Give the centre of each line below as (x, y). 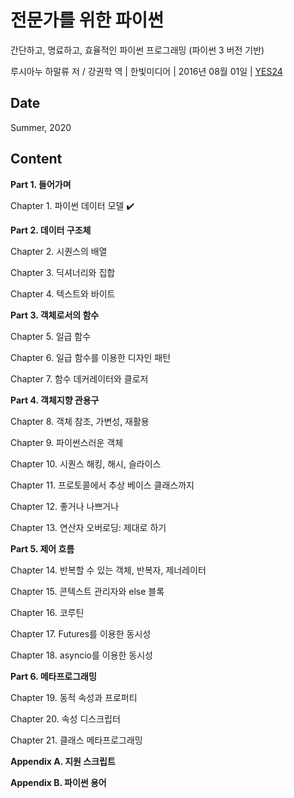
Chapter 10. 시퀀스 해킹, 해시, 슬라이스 (86, 463)
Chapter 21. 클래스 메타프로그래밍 (76, 740)
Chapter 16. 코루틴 (47, 612)
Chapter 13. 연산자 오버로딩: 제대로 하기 (88, 527)
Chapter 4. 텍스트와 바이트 (63, 293)
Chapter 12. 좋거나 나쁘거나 (65, 506)
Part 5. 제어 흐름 (42, 548)
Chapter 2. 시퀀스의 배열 (59, 251)
